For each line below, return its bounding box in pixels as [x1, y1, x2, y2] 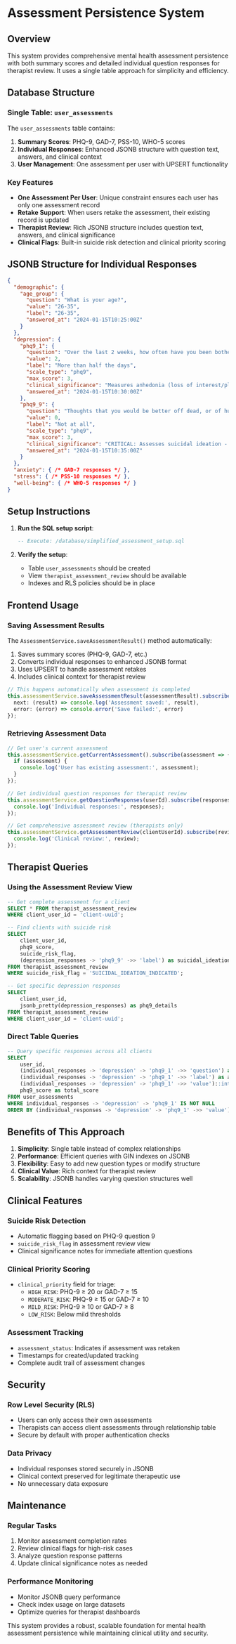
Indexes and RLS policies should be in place [27, 579, 156, 587]
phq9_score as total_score [20, 1087, 99, 1094]
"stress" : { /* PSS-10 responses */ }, [13, 473, 131, 481]
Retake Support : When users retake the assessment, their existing [17, 208, 211, 216]
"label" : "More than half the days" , [25, 362, 137, 370]
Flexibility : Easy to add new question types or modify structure [17, 1159, 201, 1168]
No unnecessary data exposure [17, 1479, 109, 1487]
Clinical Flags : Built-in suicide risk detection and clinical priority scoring [17, 237, 226, 247]
